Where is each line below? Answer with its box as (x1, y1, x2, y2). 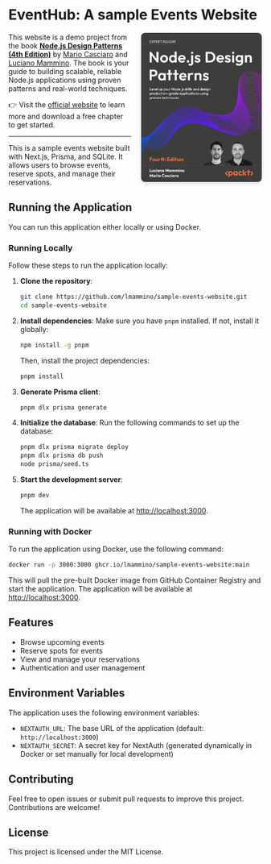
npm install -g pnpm (19, 341, 89, 349)
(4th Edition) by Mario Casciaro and (8, 49, 129, 59)
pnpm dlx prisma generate (19, 403, 107, 412)
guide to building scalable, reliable (8, 66, 122, 76)
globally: (19, 324, 49, 334)
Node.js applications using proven (8, 75, 121, 85)
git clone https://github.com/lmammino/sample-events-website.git (19, 293, 248, 301)
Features (8, 616, 54, 629)
